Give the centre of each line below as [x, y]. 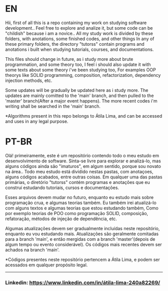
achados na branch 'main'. [32, 250]
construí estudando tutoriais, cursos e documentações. [62, 187]
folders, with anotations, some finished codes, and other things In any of [80, 39]
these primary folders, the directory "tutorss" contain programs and [75, 44]
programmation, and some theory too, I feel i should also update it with [78, 64]
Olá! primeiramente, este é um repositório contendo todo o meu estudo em [82, 155]
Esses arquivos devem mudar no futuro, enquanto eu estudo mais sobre [79, 197]
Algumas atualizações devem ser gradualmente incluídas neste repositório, [82, 228]
